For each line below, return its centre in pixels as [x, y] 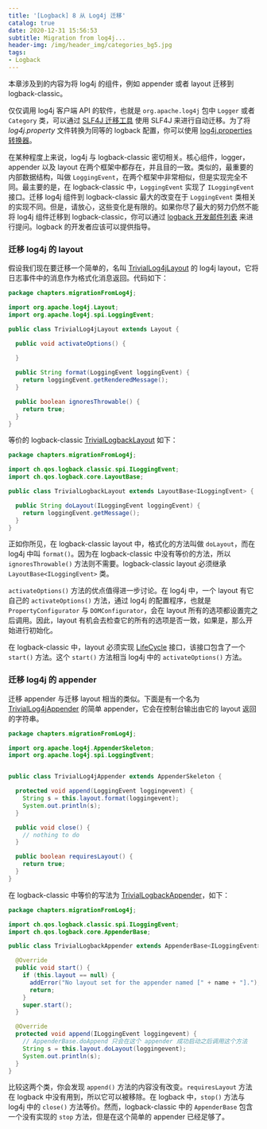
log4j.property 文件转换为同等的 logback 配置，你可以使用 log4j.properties [130, 130]
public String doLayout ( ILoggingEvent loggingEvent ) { [108, 506]
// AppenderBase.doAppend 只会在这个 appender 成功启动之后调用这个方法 [135, 1042]
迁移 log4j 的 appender [52, 680]
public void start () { [53, 968]
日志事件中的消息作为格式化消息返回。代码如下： [88, 278]
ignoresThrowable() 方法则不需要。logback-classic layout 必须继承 [117, 564]
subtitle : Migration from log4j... [67, 38]
